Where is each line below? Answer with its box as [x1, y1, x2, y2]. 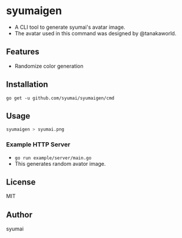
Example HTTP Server [6, 140, 71, 149]
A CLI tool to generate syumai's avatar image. [14, 24, 125, 31]
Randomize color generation [14, 62, 84, 69]
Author [6, 210, 32, 220]
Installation [6, 79, 48, 89]
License [6, 177, 36, 187]
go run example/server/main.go [14, 155, 92, 161]
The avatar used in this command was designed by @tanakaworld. [14, 29, 177, 36]
